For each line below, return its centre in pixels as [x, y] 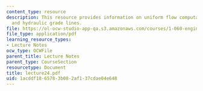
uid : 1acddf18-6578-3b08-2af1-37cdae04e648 [62, 78]
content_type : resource [36, 12]
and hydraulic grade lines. [47, 23]
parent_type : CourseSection [42, 62]
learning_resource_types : [39, 40]
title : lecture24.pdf [34, 73]
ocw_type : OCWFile [29, 51]
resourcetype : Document [36, 67]
